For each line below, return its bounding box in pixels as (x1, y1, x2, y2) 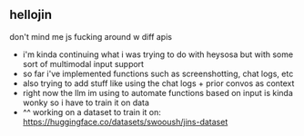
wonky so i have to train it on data (22, 97, 150, 108)
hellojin (9, 7, 53, 23)
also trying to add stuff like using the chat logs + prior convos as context (22, 77, 295, 89)
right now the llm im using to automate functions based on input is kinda (22, 87, 294, 98)
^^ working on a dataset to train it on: (22, 106, 161, 117)
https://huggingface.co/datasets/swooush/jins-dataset (22, 116, 228, 127)
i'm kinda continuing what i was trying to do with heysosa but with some (22, 49, 294, 60)
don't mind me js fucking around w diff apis (9, 31, 173, 42)
